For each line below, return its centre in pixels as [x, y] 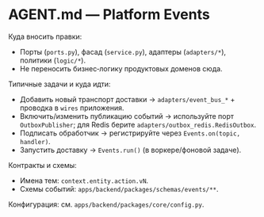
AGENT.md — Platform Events [109, 15]
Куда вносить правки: [45, 36]
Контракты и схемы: [42, 165]
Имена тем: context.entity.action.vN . [84, 181]
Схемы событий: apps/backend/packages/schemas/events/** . [119, 188]
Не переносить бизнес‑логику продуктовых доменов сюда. [121, 68]
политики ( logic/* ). [52, 60]
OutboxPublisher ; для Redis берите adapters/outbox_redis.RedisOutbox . [138, 124]
